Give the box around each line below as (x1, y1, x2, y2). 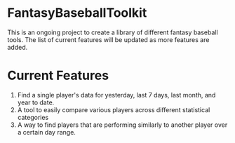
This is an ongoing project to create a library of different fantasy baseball (7, 28, 219, 36)
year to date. (17, 98, 55, 107)
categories (17, 113, 49, 121)
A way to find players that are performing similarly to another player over (17, 121, 228, 129)
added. (7, 43, 28, 51)
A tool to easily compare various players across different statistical (17, 105, 210, 114)
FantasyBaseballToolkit (7, 5, 147, 21)
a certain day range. (17, 128, 76, 136)
